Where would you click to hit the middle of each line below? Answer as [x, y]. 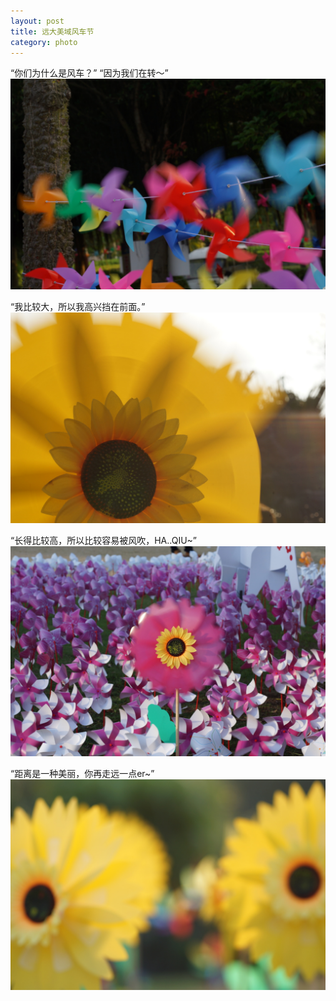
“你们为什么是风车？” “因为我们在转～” [89, 73]
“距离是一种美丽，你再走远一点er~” [82, 774]
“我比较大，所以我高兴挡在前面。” [78, 307]
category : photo [44, 42]
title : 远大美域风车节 [52, 31]
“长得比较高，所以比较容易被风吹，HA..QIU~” [103, 540]
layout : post [37, 21]
